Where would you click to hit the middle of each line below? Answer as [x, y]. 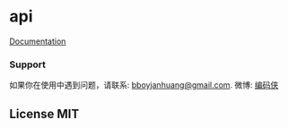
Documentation [38, 41]
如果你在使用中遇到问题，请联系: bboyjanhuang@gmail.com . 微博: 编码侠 [144, 85]
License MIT [44, 114]
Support [28, 64]
